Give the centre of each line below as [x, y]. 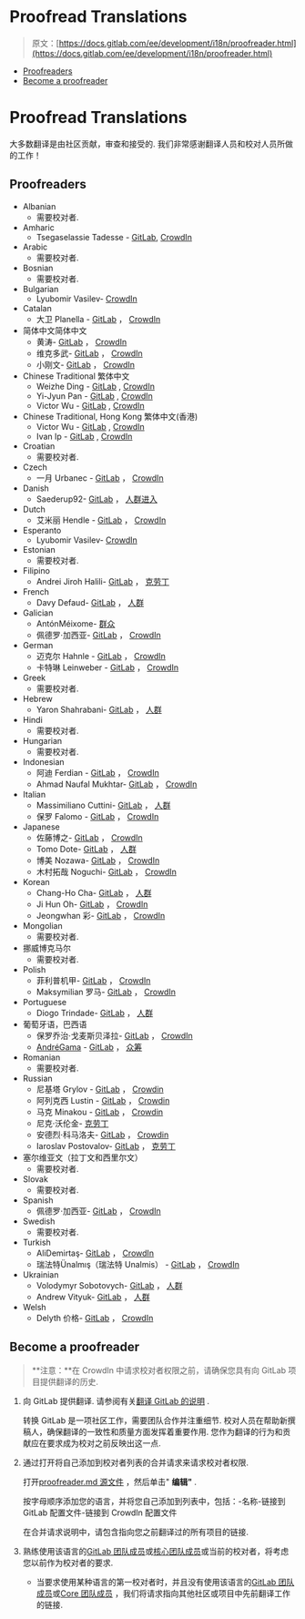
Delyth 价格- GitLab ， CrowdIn [95, 1318]
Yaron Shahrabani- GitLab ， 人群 [99, 709]
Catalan [37, 308]
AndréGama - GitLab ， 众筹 [89, 1047]
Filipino [36, 570]
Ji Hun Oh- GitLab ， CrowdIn [92, 904]
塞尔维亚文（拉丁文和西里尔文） [82, 1157]
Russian [37, 1078]
